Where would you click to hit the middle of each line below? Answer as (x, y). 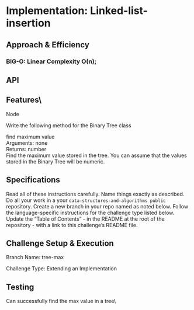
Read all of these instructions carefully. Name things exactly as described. (95, 194)
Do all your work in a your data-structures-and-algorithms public (86, 200)
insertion (28, 23)
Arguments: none (27, 143)
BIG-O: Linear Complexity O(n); (51, 61)
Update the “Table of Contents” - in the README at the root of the (85, 219)
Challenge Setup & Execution (60, 243)
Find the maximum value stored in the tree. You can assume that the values (96, 155)
